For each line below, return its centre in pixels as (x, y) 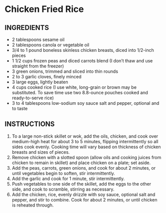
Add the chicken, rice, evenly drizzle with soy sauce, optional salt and (83, 194)
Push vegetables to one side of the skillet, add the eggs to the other (82, 184)
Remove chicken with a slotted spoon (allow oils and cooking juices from (86, 157)
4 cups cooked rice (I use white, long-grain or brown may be (74, 87)
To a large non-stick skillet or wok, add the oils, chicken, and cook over (85, 136)
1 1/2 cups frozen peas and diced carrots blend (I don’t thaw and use (82, 61)
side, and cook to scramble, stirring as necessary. (63, 189)
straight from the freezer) (38, 66)
